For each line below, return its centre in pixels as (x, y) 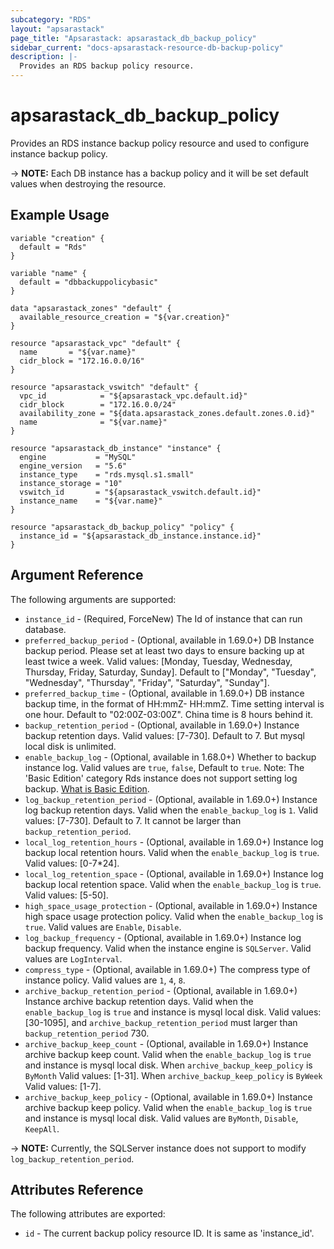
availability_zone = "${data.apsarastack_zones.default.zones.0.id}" (167, 413)
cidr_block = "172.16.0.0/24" (98, 404)
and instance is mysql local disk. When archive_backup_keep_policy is (168, 1065)
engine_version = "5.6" (73, 466)
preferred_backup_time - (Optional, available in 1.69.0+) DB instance (164, 693)
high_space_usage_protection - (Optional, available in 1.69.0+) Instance (171, 905)
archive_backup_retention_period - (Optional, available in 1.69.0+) (161, 990)
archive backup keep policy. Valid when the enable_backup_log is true (168, 1107)
